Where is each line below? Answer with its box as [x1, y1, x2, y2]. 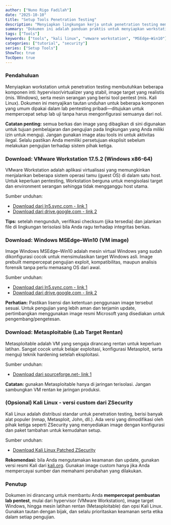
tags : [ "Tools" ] [5, 31, 40, 36]
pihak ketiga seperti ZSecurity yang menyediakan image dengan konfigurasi [5, 422, 165, 428]
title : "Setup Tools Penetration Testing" [5, 17, 97, 22]
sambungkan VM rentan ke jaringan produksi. [5, 386, 101, 392]
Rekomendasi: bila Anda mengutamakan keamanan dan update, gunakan [5, 456, 159, 463]
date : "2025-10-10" [5, 12, 47, 17]
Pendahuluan [5, 72, 39, 79]
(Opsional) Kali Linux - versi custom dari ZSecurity [5, 399, 133, 406]
